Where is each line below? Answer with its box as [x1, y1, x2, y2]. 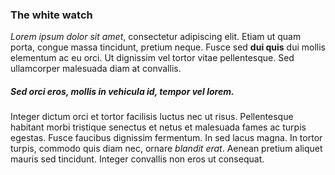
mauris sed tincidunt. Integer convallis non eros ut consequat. [10, 153, 265, 165]
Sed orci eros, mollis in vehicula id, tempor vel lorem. [10, 85, 235, 97]
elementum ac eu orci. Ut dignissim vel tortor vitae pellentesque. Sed [10, 52, 295, 64]
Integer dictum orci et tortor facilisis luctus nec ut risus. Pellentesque [10, 111, 294, 123]
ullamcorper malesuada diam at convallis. [10, 63, 182, 75]
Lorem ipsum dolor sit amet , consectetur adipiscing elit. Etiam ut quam [10, 31, 302, 43]
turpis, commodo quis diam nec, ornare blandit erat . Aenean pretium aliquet [10, 143, 323, 155]
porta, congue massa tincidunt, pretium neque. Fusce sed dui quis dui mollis [10, 41, 327, 53]
